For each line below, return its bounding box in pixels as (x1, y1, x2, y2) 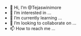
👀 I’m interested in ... (9, 10, 52, 16)
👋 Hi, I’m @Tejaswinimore (9, 5, 61, 10)
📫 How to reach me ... (9, 26, 55, 31)
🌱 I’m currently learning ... (9, 15, 62, 20)
